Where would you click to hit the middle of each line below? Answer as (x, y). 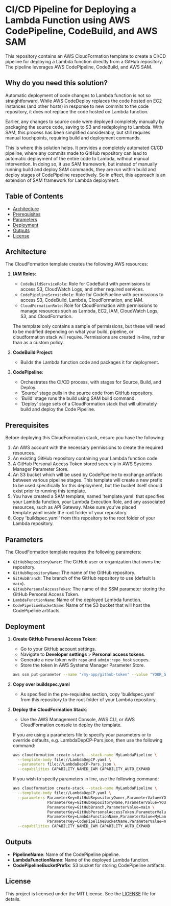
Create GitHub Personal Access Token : (55, 639)
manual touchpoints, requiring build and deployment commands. (73, 138)
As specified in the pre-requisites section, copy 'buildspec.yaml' (88, 694)
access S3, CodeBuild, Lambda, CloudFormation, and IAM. (82, 300)
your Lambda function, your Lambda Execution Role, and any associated (89, 502)
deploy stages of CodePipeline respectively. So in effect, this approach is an (86, 175)
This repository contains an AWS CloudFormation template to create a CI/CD (86, 56)
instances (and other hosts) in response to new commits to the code (77, 106)
